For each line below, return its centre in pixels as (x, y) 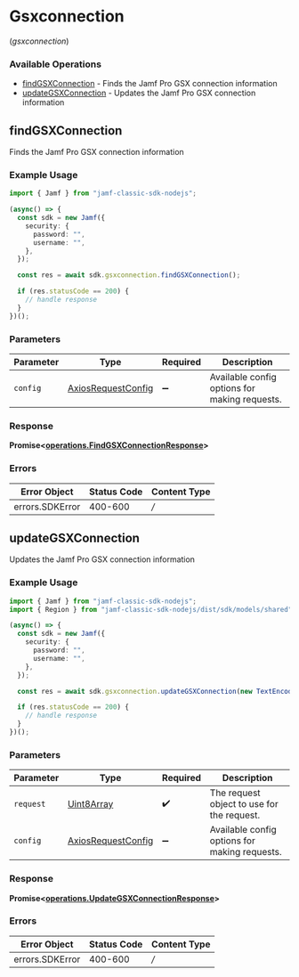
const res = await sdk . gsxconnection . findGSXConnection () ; (129, 275)
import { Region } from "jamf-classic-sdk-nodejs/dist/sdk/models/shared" (151, 609)
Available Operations (56, 64)
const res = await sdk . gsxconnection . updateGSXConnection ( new (135, 691)
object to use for (244, 804)
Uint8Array (90, 804)
